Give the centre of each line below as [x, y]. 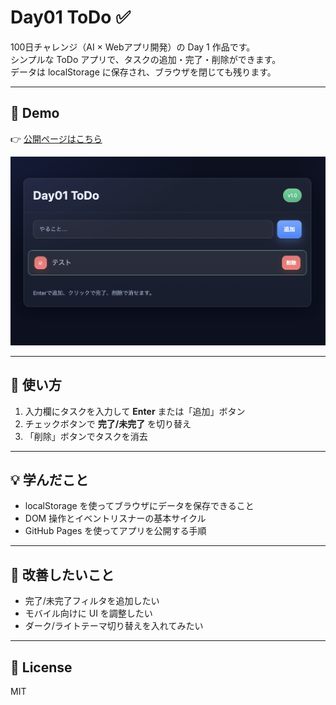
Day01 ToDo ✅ [70, 17]
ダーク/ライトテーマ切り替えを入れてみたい [114, 626]
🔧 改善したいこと [62, 574]
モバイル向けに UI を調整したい [88, 613]
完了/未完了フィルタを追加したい [92, 601]
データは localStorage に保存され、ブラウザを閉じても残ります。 [143, 72]
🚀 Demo [35, 113]
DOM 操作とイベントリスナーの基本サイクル [115, 518]
